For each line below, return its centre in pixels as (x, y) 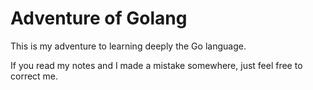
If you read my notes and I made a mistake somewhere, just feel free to (156, 65)
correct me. (34, 76)
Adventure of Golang (99, 18)
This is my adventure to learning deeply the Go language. (128, 46)
